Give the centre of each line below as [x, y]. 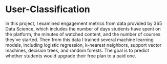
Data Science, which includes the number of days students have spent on [83, 28]
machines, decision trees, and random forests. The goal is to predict [77, 50]
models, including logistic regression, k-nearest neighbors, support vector [83, 45]
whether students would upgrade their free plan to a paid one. [71, 56]
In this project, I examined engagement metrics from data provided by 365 [84, 23]
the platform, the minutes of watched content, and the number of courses [83, 34]
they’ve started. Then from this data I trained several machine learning [79, 40]
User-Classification [48, 9]
